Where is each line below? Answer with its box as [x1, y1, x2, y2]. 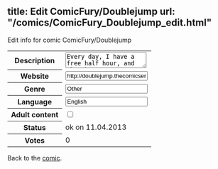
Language [17, 97, 52, 107]
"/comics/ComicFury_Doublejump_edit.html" [7, 17, 212, 29]
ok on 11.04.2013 [65, 122, 127, 132]
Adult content [11, 110, 59, 120]
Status [23, 123, 46, 133]
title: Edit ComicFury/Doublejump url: [7, 6, 175, 18]
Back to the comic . [7, 154, 62, 163]
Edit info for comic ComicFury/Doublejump [7, 36, 132, 44]
